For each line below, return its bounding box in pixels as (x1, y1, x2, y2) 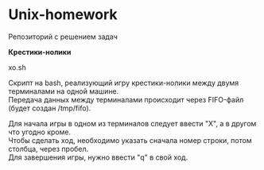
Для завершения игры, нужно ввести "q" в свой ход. (8, 153, 188, 162)
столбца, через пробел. (8, 144, 89, 153)
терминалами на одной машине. (8, 86, 119, 96)
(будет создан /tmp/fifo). (8, 103, 91, 113)
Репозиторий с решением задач (8, 32, 118, 41)
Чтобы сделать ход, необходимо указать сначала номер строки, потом (8, 135, 252, 145)
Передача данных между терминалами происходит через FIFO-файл (8, 95, 244, 104)
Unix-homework (8, 6, 118, 24)
